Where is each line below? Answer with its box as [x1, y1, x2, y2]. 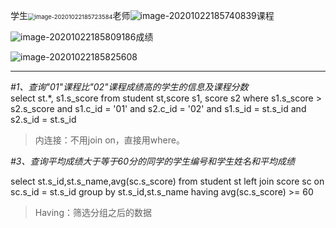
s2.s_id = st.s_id [10, 114, 77, 125]
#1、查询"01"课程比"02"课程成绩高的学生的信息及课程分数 [10, 81, 249, 93]
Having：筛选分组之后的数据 [34, 207, 152, 218]
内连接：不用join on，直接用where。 [34, 134, 185, 146]
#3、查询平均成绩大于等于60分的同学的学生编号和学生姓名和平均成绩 [10, 155, 295, 167]
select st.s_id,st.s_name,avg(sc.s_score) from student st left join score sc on [10, 175, 325, 187]
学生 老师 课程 [10, 10, 275, 21]
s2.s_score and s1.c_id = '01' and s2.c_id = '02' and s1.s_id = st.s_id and [10, 103, 307, 114]
